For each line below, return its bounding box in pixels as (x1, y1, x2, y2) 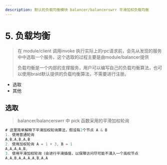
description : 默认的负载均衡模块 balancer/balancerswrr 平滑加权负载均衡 (5, 7, 149, 12)
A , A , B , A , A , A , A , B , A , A (5, 156, 48, 161)
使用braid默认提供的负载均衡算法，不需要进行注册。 (21, 71, 129, 77)
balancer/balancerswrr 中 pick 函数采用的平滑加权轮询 (17, 118, 129, 124)
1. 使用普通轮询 (5, 133, 34, 138)
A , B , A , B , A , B (5, 137, 30, 142)
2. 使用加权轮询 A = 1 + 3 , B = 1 (5, 142, 72, 147)
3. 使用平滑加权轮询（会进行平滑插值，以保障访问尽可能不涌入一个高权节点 (5, 151, 138, 156)
